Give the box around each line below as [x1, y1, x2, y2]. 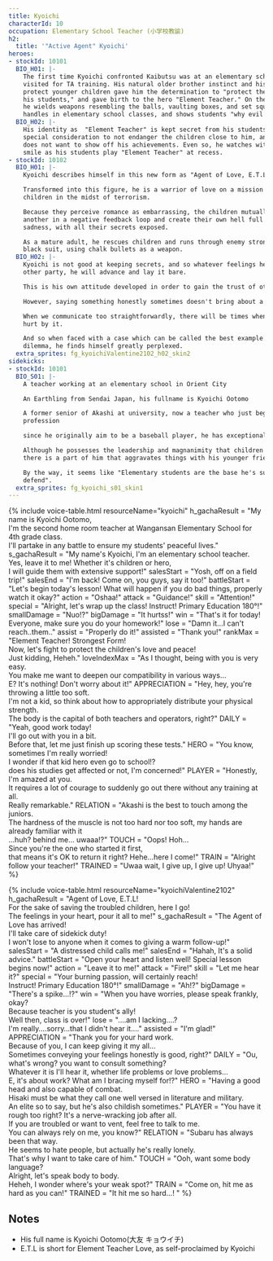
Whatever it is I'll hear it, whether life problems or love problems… [8, 1067, 229, 1077]
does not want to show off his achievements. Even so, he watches [23, 140, 253, 149]
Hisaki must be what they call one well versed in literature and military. [8, 1093, 244, 1103]
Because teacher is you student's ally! [8, 1007, 136, 1017]
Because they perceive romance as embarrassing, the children [23, 208, 238, 216]
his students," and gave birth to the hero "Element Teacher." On [23, 95, 253, 103]
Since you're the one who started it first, [8, 844, 144, 854]
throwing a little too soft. [8, 688, 90, 697]
